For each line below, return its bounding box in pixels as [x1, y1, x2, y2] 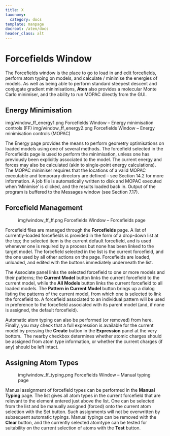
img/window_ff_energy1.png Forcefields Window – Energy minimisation [5, 119, 154, 126]
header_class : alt [5, 31, 44, 36]
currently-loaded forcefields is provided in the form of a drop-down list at [5, 232, 159, 238]
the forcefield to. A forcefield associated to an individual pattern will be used [5, 296, 165, 302]
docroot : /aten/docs [5, 26, 49, 32]
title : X [5, 7, 24, 13]
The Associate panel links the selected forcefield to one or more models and [5, 269, 165, 275]
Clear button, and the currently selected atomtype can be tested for [5, 420, 147, 426]
